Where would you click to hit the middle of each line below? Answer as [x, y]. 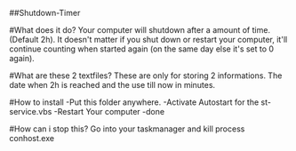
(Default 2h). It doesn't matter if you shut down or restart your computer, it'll [148, 40]
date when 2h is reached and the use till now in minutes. [112, 85]
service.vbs [31, 111]
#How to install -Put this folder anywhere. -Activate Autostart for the [134, 102]
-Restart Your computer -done [109, 111]
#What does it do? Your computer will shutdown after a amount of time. [140, 30]
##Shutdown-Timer [45, 13]
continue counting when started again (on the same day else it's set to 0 [141, 49]
